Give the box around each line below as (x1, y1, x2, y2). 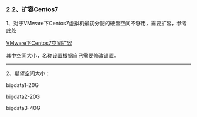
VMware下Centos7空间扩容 (6, 39, 72, 46)
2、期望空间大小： (6, 70, 51, 77)
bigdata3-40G (6, 105, 40, 112)
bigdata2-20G (6, 93, 40, 101)
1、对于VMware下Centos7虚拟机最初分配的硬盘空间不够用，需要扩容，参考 (6, 19, 188, 27)
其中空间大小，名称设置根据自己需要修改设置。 (6, 52, 119, 59)
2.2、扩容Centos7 (6, 5, 59, 13)
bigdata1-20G (6, 82, 39, 89)
